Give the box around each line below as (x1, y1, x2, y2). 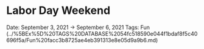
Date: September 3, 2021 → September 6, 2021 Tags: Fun (6, 24, 150, 31)
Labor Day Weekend (6, 4, 111, 18)
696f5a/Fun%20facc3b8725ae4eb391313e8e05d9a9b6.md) (6, 36, 158, 44)
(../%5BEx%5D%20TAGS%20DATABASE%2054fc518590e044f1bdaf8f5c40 (6, 30, 198, 37)
